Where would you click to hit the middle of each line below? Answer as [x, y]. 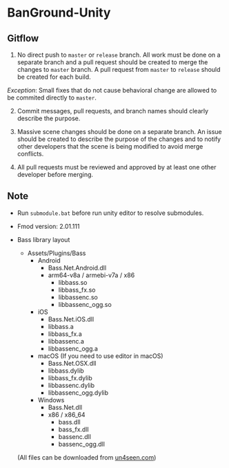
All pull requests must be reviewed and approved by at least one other [117, 167]
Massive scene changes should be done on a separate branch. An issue [119, 132]
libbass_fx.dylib [70, 377]
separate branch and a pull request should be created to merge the [112, 62]
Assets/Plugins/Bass [57, 253]
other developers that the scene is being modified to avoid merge [110, 146]
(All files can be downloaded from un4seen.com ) [87, 457]
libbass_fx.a [65, 334]
